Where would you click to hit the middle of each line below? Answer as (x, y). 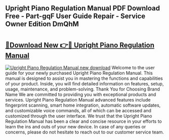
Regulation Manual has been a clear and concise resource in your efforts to (83, 121)
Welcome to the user (133, 67)
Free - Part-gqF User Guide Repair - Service (75, 16)
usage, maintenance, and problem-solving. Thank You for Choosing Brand (83, 89)
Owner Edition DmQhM (42, 24)
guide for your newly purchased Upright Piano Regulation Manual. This (79, 73)
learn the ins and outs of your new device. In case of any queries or (76, 127)
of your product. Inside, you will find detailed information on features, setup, (85, 84)
